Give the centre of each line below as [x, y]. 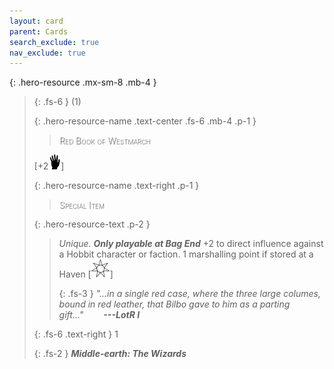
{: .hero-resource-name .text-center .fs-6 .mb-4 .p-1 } [145, 121]
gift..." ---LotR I [99, 315]
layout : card [36, 21]
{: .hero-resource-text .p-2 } [92, 224]
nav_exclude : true [47, 53]
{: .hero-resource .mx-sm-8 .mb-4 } [83, 82]
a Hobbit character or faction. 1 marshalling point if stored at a [186, 254]
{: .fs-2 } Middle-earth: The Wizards [110, 354]
